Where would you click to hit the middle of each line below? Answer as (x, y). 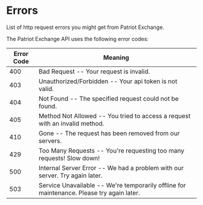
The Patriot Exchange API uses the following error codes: (78, 39)
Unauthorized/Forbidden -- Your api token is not (108, 81)
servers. (50, 140)
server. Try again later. (70, 175)
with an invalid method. (71, 123)
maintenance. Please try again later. (89, 192)
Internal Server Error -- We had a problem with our (111, 168)
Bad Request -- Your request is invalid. (94, 71)
